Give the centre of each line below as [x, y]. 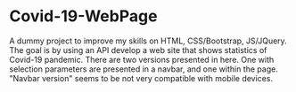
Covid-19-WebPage [83, 16]
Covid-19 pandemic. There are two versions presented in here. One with [142, 59]
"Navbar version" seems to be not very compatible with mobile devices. [141, 78]
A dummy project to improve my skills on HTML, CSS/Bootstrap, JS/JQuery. [148, 41]
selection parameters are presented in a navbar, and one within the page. [144, 69]
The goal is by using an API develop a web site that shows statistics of [138, 50]
